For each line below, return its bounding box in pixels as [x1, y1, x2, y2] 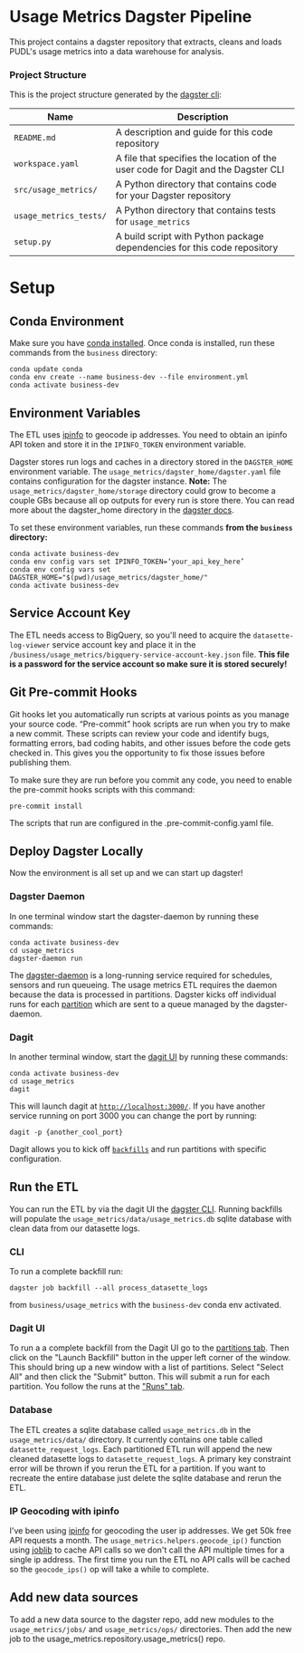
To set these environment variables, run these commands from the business [9, 523, 293, 533]
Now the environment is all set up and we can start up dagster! [9, 868, 243, 879]
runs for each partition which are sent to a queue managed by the [9, 998, 254, 1009]
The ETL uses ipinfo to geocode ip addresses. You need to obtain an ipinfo [9, 429, 288, 440]
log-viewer [9, 640, 51, 649]
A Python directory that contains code [115, 178, 278, 191]
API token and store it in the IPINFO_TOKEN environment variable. [9, 439, 247, 450]
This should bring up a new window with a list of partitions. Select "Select [9, 1361, 284, 1373]
